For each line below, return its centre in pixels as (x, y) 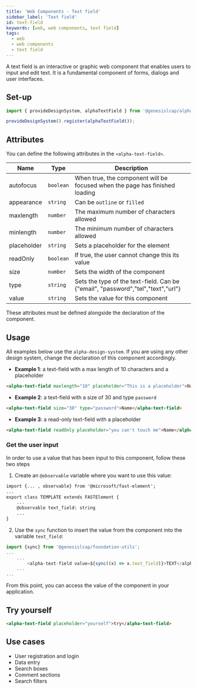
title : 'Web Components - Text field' (53, 11)
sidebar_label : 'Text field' (42, 17)
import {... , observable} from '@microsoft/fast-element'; (81, 486)
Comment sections (37, 674)
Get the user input (32, 445)
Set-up (19, 97)
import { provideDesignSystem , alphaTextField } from (73, 111)
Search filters (31, 681)
